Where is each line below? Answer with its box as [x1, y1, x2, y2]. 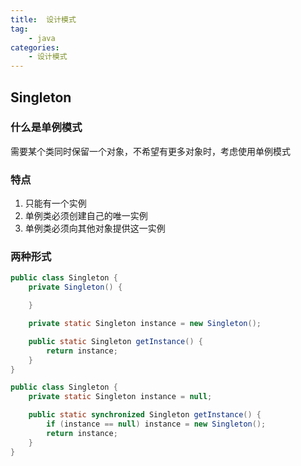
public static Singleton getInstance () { [28, 336, 203, 346]
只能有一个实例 [24, 197, 87, 210]
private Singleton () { [28, 282, 123, 293]
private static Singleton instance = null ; [28, 392, 213, 402]
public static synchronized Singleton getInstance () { [28, 410, 262, 420]
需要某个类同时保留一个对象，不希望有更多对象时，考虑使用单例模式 [10, 145, 291, 157]
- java [28, 33, 56, 43]
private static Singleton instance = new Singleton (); [28, 319, 262, 329]
